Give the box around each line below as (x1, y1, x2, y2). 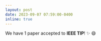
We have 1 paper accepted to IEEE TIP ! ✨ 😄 (5, 30, 96, 36)
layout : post (5, 7, 33, 12)
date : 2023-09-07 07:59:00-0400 (5, 12, 73, 17)
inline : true (5, 16, 33, 21)
